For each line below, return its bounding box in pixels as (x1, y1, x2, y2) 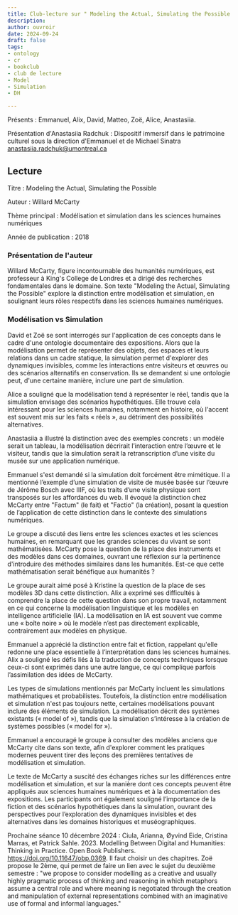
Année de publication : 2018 (7, 232, 90, 241)
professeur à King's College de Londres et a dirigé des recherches (7, 274, 202, 283)
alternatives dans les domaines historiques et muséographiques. (7, 817, 197, 825)
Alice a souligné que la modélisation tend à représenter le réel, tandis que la (7, 390, 229, 398)
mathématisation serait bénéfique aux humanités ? (7, 567, 155, 576)
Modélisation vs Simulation (7, 314, 104, 324)
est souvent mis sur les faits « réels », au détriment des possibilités (7, 412, 204, 421)
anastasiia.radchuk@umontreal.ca (7, 144, 107, 153)
